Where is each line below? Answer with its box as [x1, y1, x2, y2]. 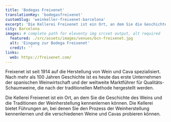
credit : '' [10, 45, 33, 50]
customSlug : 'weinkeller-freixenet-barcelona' [5, 17, 106, 22]
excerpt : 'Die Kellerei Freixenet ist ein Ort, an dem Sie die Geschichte [5, 21, 167, 27]
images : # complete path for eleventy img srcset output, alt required [5, 31, 160, 36]
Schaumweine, [5, 85, 37, 91]
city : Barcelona [5, 26, 40, 32]
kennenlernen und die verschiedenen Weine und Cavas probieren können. [5, 111, 161, 117]
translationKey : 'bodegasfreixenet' [5, 12, 83, 17]
